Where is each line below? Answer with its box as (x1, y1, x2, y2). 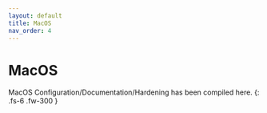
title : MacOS (8, 19, 52, 27)
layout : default (8, 11, 62, 20)
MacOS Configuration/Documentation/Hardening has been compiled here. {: (8, 87, 260, 97)
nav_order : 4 (8, 26, 52, 34)
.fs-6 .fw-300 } (8, 96, 58, 106)
